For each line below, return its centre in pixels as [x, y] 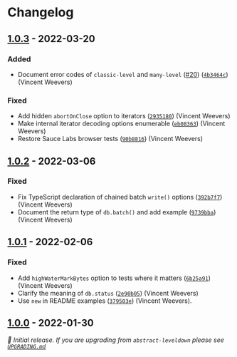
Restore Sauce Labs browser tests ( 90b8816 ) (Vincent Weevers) [110, 139]
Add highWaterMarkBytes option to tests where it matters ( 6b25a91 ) [114, 278]
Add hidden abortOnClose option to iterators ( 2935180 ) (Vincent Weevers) [124, 116]
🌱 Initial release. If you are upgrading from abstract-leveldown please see [116, 340]
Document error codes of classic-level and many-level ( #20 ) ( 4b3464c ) [123, 74]
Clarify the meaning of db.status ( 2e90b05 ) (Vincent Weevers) [108, 293]
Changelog [41, 12]
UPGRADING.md [27, 347]
